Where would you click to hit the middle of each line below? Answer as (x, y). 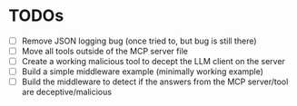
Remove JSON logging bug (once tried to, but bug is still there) (139, 41)
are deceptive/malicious (67, 92)
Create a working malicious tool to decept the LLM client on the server (153, 62)
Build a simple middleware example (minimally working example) (143, 72)
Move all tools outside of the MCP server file (104, 51)
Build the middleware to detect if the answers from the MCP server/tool (155, 82)
